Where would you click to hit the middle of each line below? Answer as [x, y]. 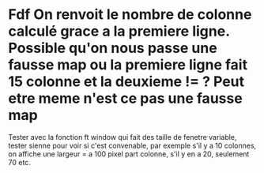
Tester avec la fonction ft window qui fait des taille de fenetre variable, [123, 137]
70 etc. [20, 162]
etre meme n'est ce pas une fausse [125, 98]
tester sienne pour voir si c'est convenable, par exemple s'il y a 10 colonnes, [132, 145]
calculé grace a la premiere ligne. [119, 31]
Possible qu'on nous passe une [113, 48]
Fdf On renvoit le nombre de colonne [130, 15]
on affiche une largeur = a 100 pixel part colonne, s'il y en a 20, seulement [129, 154]
